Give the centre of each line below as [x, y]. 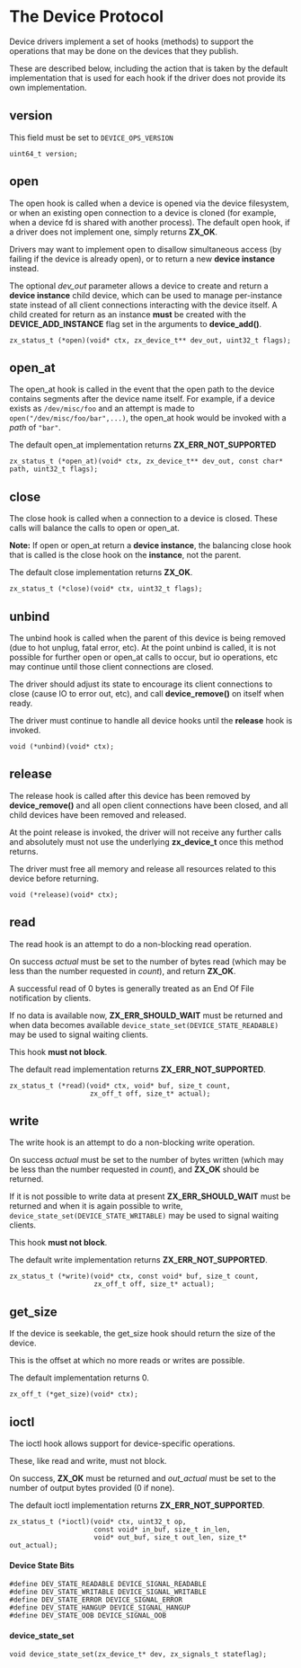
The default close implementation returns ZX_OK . [101, 572]
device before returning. [54, 878]
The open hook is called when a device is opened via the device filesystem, [149, 203]
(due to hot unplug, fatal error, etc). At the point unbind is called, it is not [143, 648]
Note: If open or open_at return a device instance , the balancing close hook [150, 546]
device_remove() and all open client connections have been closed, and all [149, 805]
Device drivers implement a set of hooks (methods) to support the [132, 41]
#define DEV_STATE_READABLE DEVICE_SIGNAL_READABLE [108, 1584]
